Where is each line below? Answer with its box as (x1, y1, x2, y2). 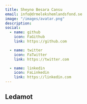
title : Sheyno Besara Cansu (5, 7, 63, 12)
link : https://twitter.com (14, 57, 69, 62)
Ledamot (5, 93, 33, 101)
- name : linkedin (9, 65, 45, 71)
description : (5, 21, 32, 26)
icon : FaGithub (14, 35, 45, 40)
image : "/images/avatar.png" (5, 16, 65, 21)
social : (5, 25, 21, 30)
